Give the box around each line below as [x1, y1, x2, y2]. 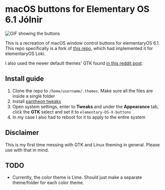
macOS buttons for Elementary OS [5, 3, 150, 15]
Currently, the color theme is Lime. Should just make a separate [12, 175, 142, 181]
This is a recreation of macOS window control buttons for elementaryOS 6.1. [5, 40, 160, 46]
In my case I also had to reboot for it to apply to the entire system [12, 114, 146, 120]
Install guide [5, 74, 44, 83]
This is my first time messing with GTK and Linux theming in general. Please [5, 141, 160, 147]
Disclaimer [5, 128, 39, 137]
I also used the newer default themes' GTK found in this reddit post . [5, 60, 143, 66]
